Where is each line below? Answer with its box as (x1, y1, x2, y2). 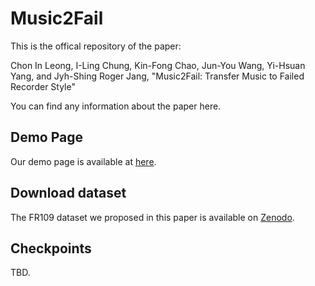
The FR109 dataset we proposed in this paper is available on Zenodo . (10, 211, 295, 223)
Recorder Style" (10, 80, 76, 92)
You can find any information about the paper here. (10, 100, 222, 112)
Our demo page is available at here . (10, 155, 157, 167)
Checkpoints (10, 240, 92, 257)
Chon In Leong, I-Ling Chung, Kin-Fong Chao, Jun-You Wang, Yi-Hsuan (10, 59, 306, 71)
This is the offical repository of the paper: (10, 40, 182, 52)
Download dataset (10, 185, 127, 202)
